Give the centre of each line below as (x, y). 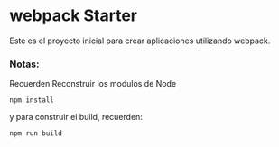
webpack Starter (74, 16)
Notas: (24, 64)
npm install (32, 100)
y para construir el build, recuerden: (76, 117)
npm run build (36, 133)
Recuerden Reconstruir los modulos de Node (93, 84)
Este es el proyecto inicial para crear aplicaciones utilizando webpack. (140, 41)
